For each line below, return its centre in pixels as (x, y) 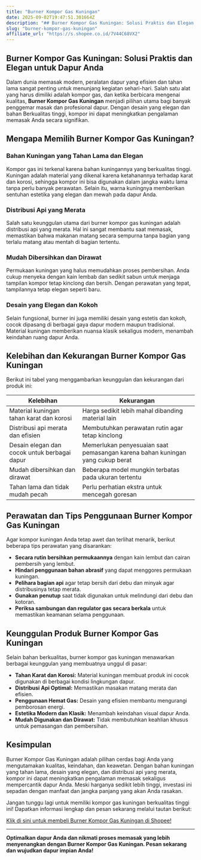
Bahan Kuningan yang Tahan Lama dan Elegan (75, 156)
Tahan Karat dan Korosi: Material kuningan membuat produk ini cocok (102, 675)
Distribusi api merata (38, 428)
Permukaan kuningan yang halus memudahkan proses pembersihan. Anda (98, 270)
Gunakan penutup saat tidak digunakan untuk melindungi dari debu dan (104, 596)
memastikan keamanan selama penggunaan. (70, 615)
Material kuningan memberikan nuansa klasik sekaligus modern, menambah (100, 331)
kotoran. (25, 602)
